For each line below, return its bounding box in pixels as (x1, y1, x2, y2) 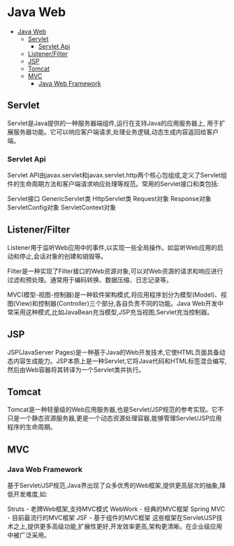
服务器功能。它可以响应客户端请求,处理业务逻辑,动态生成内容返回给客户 (13, 127, 219, 136)
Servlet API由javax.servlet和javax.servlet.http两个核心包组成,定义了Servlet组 (7, 171, 227, 179)
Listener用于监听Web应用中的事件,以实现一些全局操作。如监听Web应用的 (7, 243, 218, 251)
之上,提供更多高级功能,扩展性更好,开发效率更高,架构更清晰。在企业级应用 (13, 522, 223, 531)
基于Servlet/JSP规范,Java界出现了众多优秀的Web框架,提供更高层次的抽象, (7, 481, 220, 489)
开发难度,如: (13, 490, 48, 499)
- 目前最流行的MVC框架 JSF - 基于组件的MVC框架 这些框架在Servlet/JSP (7, 514, 217, 522)
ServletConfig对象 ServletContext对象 (7, 203, 117, 212)
